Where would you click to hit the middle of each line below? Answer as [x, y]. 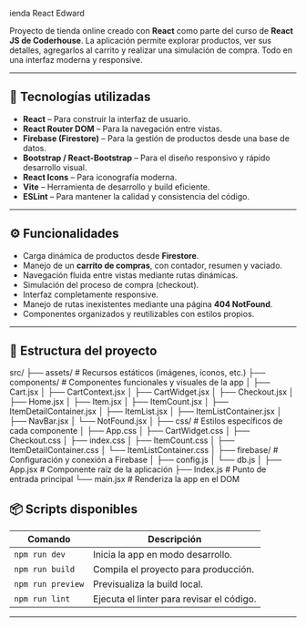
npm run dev [40, 555]
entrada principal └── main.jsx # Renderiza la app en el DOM [124, 479]
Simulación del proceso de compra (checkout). [111, 284]
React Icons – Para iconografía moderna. [100, 177]
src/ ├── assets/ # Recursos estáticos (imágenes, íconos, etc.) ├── [138, 373]
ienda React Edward [47, 13]
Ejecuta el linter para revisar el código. [174, 599]
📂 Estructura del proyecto [83, 351]
